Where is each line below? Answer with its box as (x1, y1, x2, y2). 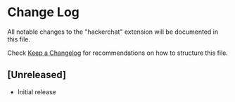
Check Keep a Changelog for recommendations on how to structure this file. (7, 49, 229, 57)
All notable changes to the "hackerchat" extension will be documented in (7, 27, 219, 36)
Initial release (17, 87, 56, 96)
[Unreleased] (7, 69, 67, 81)
